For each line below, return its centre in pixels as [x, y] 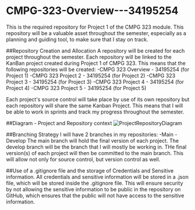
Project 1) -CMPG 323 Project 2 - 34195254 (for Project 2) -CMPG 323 [91, 75]
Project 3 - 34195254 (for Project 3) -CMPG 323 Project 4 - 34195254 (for [95, 82]
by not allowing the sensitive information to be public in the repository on [93, 189]
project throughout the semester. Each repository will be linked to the [89, 57]
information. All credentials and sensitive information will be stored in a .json [97, 177]
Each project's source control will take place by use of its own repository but [98, 99]
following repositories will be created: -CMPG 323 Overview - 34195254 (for [98, 69]
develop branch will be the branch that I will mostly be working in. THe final [96, 147]
